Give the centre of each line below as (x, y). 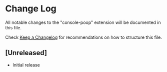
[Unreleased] (26, 53)
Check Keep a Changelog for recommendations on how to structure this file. (84, 37)
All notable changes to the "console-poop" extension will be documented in (83, 22)
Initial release (26, 65)
